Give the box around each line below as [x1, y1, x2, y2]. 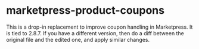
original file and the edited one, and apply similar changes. [6, 36, 150, 43]
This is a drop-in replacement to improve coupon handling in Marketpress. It [6, 23, 193, 30]
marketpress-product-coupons [6, 4, 165, 17]
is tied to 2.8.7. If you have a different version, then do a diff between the [6, 29, 185, 36]
